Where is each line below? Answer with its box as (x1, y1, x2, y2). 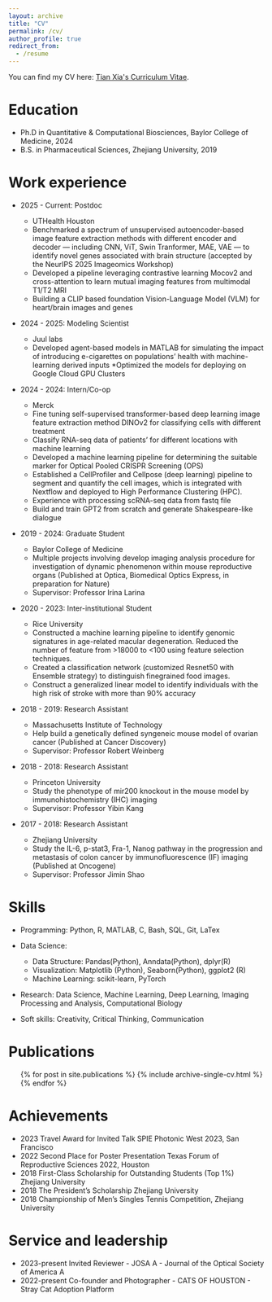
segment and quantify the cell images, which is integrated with (32, 478, 242, 488)
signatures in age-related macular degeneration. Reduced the (32, 636, 239, 646)
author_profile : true (8, 34, 82, 43)
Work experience (8, 173, 127, 192)
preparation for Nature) (32, 579, 110, 589)
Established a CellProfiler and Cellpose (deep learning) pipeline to (32, 469, 253, 479)
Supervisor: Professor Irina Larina (32, 587, 145, 597)
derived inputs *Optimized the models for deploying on (62, 360, 247, 370)
